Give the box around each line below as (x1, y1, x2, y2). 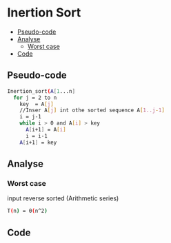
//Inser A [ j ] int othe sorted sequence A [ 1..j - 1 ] (19, 107, 165, 114)
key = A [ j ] (19, 101, 54, 107)
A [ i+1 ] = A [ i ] (25, 126, 67, 133)
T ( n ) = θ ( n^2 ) (7, 208, 48, 215)
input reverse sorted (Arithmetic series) (7, 194, 119, 202)
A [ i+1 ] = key (19, 139, 57, 146)
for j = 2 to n (13, 94, 57, 101)
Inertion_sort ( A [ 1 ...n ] (7, 87, 76, 94)
